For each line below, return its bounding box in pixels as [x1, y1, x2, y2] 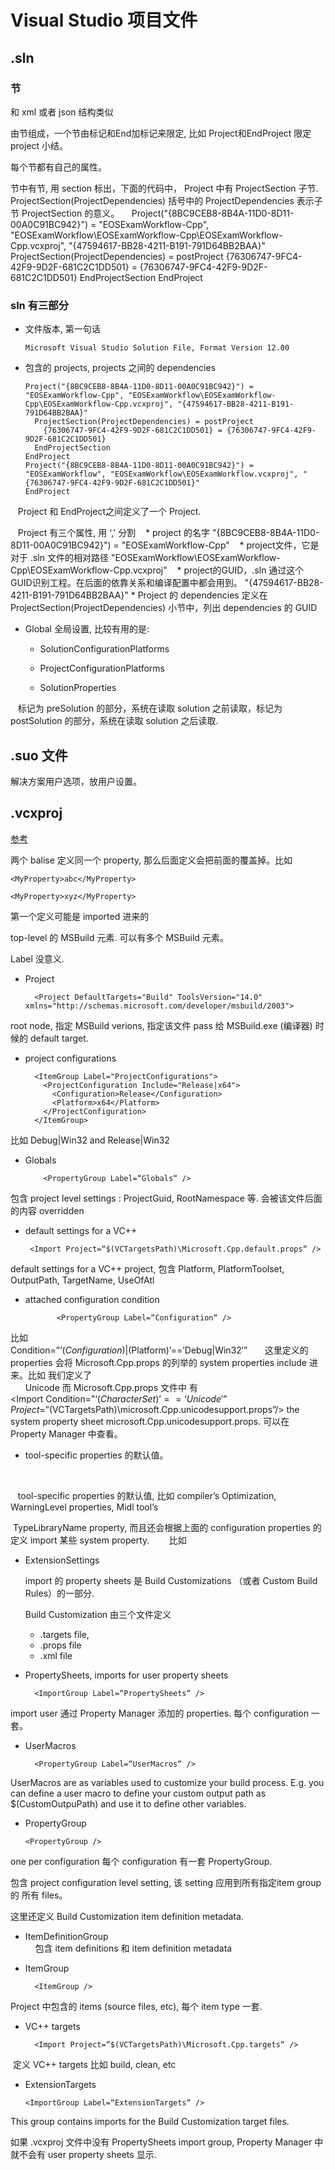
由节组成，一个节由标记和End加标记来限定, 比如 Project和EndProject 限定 [10, 127, 312, 139]
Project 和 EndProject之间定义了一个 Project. [17, 506, 202, 518]
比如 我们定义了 [27, 1369, 92, 1381]
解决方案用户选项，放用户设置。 [10, 775, 142, 787]
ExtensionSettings [24, 1554, 100, 1566]
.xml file [39, 1649, 73, 1661]
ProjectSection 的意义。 [21, 207, 120, 219]
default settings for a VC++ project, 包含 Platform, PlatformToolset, [10, 1262, 285, 1275]
